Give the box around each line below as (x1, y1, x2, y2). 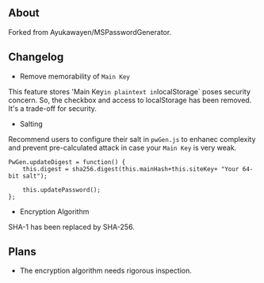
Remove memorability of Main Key (19, 71, 131, 81)
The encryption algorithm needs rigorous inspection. (19, 266, 193, 276)
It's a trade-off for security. (8, 103, 98, 113)
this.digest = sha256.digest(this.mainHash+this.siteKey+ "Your (22, 165, 239, 173)
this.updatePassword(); (22, 185, 101, 193)
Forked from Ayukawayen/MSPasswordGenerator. (8, 27, 172, 36)
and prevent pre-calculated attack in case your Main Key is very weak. (8, 143, 237, 152)
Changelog (8, 51, 64, 64)
